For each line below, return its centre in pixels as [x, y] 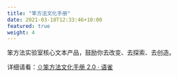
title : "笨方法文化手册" [39, 13]
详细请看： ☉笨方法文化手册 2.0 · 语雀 [60, 67]
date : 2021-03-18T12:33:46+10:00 [55, 20]
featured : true [29, 26]
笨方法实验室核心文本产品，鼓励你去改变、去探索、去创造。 [91, 52]
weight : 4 [21, 32]
